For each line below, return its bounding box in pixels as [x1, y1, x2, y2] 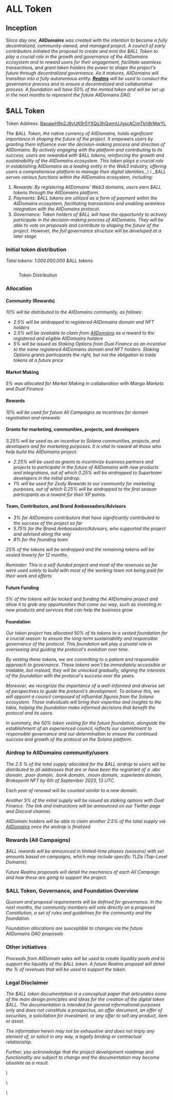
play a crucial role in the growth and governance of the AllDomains [6, 53, 148, 60]
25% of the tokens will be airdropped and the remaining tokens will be [6, 546, 155, 553]
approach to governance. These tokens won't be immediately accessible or [6, 662, 166, 668]
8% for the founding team [13, 537, 68, 543]
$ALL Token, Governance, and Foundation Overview [6, 887, 139, 894]
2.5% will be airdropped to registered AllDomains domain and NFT [13, 319, 155, 325]
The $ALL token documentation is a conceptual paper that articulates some [6, 991, 167, 997]
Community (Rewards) [6, 298, 55, 304]
